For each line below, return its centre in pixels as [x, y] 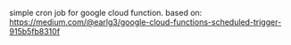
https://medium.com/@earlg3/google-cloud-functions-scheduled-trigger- [145, 22]
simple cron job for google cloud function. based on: [106, 13]
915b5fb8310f [35, 31]
